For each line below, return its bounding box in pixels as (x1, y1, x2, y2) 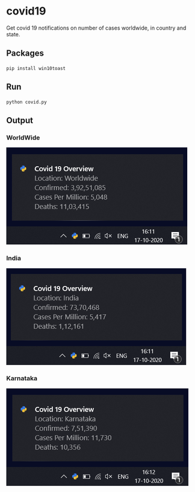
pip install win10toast (6, 65, 66, 71)
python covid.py (6, 99, 47, 105)
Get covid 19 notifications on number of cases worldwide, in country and (6, 24, 187, 31)
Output (6, 115, 33, 125)
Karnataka (6, 374, 38, 383)
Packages (6, 48, 44, 59)
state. (6, 30, 20, 37)
